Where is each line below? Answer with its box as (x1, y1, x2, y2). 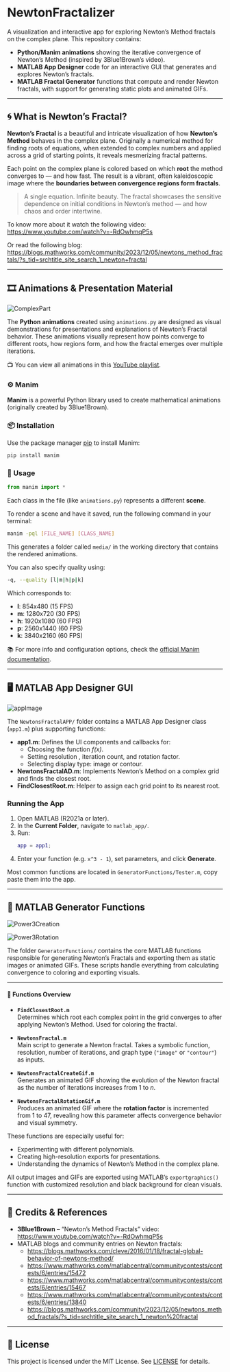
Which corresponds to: (7, 588, 72, 597)
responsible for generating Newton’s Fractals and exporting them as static (7, 953, 216, 962)
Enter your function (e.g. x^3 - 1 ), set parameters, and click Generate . (16, 854, 217, 862)
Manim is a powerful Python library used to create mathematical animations (7, 396, 221, 404)
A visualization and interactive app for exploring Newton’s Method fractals (7, 27, 216, 36)
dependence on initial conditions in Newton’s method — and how (23, 199, 207, 207)
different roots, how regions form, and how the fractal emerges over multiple (7, 339, 223, 347)
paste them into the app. (7, 875, 77, 883)
